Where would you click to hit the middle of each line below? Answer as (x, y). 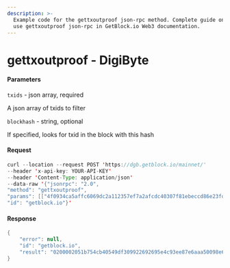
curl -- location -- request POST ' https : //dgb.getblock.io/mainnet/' (107, 165)
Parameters (24, 80)
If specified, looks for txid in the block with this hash (80, 134)
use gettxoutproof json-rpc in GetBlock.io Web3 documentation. (107, 26)
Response (22, 218)
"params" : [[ (26, 197)
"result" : (34, 252)
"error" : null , (41, 240)
